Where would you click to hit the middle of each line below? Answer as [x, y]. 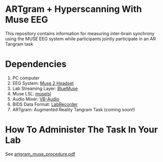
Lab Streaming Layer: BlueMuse [45, 88]
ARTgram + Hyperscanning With [74, 9]
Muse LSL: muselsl [32, 93]
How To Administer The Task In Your [81, 130]
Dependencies [36, 64]
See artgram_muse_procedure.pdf [40, 154]
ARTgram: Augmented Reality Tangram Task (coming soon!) [74, 109]
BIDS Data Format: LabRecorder [45, 104]
